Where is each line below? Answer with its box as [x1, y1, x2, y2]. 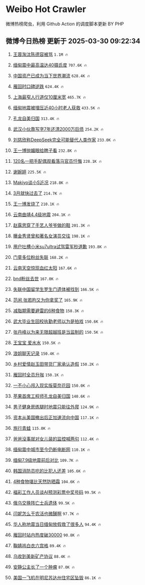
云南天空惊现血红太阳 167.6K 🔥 [13, 265, 77, 271]
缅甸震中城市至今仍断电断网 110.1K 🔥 [13, 446, 90, 452]
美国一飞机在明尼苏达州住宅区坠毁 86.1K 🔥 [13, 574, 101, 580]
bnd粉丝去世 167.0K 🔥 [13, 275, 59, 281]
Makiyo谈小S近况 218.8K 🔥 [13, 179, 69, 185]
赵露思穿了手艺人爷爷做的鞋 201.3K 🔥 [13, 222, 90, 228]
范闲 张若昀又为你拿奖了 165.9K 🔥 [13, 297, 83, 303]
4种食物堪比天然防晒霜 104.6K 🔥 [13, 478, 80, 484]
